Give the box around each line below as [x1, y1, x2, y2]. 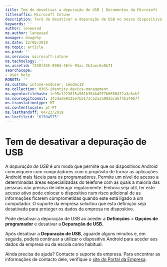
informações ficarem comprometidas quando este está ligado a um [5, 195, 143, 201]
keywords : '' [5, 21, 32, 27]
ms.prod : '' [5, 49, 30, 54]
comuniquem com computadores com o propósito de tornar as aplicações [5, 168, 158, 174]
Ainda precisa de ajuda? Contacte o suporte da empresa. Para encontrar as [5, 251, 160, 257]
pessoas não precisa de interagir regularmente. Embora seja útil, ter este [5, 184, 155, 190]
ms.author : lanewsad [5, 31, 48, 36]
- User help [5, 73, 30, 78]
